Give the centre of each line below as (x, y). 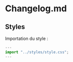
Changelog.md (36, 9)
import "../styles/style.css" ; (37, 52)
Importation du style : (27, 38)
